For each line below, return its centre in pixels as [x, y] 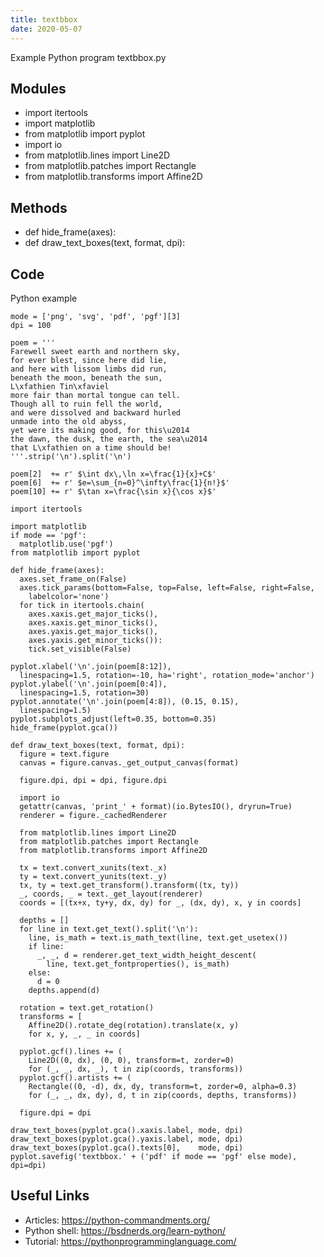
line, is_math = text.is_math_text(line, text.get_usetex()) [158, 937]
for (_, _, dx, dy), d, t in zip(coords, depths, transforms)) [163, 1095]
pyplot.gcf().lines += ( [71, 1051]
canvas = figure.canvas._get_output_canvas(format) [129, 762]
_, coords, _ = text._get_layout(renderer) [111, 894]
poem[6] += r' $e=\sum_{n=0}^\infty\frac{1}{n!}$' [120, 482]
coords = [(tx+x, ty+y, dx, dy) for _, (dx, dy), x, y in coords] [160, 902]
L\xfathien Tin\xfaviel [60, 386]
